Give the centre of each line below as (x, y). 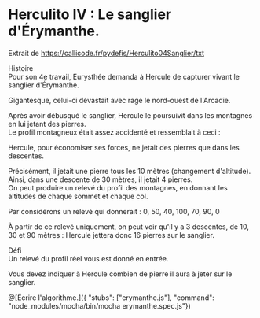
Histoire (21, 68)
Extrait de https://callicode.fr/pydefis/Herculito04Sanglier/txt (106, 53)
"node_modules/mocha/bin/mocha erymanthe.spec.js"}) (99, 305)
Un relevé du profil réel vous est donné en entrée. (88, 258)
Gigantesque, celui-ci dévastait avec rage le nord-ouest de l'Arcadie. (119, 100)
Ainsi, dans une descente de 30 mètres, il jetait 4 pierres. (101, 179)
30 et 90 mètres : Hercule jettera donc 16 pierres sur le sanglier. (111, 235)
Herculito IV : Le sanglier (90, 15)
